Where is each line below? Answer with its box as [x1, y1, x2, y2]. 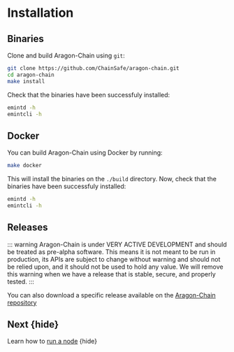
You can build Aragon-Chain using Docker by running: [7, 148, 163, 157]
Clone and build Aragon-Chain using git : [7, 51, 125, 59]
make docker [7, 162, 42, 169]
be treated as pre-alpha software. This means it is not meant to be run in [7, 247, 216, 256]
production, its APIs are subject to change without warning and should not [7, 255, 221, 263]
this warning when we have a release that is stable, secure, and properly [7, 269, 217, 278]
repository [7, 298, 37, 307]
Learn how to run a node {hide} [7, 337, 98, 346]
